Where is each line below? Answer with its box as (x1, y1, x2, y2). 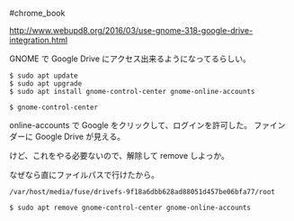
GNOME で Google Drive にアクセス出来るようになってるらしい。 (9, 53, 252, 64)
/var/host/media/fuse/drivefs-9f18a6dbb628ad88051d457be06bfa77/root (9, 188, 276, 197)
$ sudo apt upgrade (9, 79, 83, 88)
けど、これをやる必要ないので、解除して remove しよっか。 (9, 151, 229, 161)
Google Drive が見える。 (34, 131, 126, 142)
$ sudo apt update (9, 71, 78, 80)
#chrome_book (9, 8, 66, 18)
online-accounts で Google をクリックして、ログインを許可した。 (9, 120, 253, 130)
